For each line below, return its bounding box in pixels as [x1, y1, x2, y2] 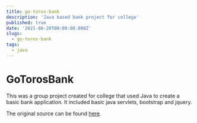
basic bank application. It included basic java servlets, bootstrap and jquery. [6, 98, 192, 105]
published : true [6, 20, 46, 25]
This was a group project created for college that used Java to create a [6, 92, 180, 99]
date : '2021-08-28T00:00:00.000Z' [6, 25, 92, 31]
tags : [6, 42, 20, 48]
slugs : [6, 31, 23, 37]
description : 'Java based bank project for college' [6, 14, 139, 20]
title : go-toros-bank [6, 8, 60, 15]
